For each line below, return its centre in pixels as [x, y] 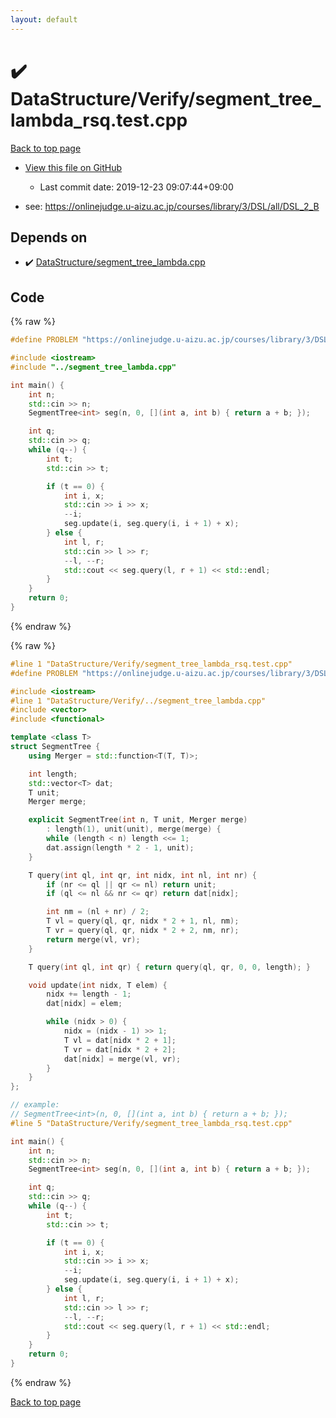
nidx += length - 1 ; [89, 994]
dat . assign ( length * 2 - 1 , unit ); [120, 847]
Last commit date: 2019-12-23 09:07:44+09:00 [136, 187]
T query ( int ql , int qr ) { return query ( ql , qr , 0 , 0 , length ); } [169, 967]
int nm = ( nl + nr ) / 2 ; [98, 912]
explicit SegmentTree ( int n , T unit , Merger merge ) [138, 820]
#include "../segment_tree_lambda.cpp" [93, 367]
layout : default [44, 19]
